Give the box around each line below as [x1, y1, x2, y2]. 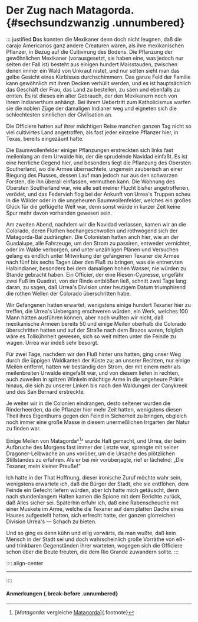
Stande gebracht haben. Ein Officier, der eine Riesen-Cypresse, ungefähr [6, 271, 184, 278]
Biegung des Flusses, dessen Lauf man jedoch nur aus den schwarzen [6, 171, 178, 179]
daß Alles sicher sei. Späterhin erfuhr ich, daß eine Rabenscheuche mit [6, 499, 179, 506]
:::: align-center [6, 559, 44, 566]
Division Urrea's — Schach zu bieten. [6, 518, 97, 525]
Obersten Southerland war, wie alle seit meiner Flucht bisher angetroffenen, [6, 184, 190, 191]
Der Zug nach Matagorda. [6, 4, 134, 17]
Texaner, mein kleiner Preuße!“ [6, 462, 81, 469]
